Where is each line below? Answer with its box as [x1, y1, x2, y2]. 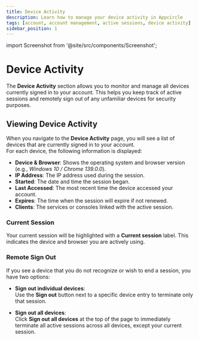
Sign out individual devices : [14, 284, 85, 292]
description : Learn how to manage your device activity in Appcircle [6, 14, 183, 20]
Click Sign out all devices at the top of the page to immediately [14, 315, 171, 323]
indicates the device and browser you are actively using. [6, 238, 145, 246]
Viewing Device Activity [6, 119, 97, 129]
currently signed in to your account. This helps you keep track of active [6, 89, 182, 96]
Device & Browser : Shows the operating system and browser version [14, 159, 185, 166]
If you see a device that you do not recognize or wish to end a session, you [6, 267, 191, 274]
